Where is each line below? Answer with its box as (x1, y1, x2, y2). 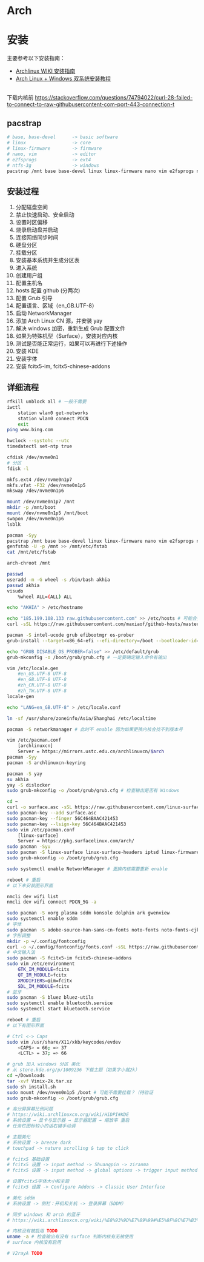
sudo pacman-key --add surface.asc (7, 810, 97, 816)
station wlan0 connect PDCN (18, 415, 88, 421)
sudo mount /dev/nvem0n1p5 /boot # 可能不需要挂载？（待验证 (7, 1089, 154, 1095)
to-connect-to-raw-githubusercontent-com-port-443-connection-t (7, 101, 175, 108)
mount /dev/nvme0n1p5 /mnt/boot (7, 510, 88, 516)
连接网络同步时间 (15, 234, 59, 241)
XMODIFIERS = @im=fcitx (18, 978, 72, 984)
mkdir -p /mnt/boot (7, 505, 56, 511)
